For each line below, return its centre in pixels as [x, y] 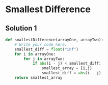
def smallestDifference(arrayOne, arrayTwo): [54, 40]
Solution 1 [21, 28]
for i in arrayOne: [35, 54]
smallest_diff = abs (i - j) [71, 73]
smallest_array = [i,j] [67, 68]
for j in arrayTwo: [44, 59]
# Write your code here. [41, 44]
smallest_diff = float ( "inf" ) [47, 49]
